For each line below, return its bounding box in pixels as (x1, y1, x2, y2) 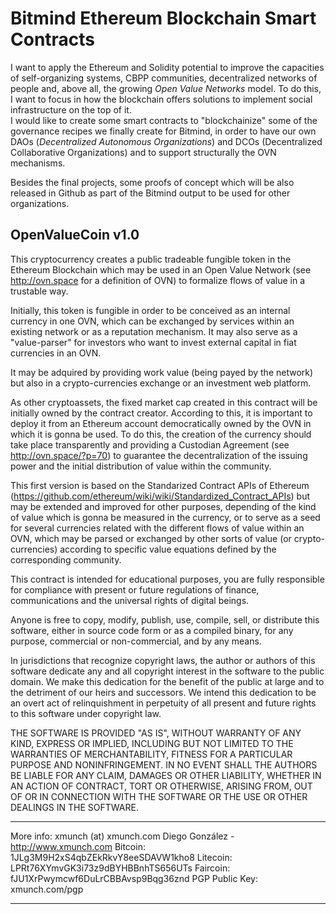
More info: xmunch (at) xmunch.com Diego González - (10, 830, 235, 842)
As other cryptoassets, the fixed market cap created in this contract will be (10, 396, 318, 408)
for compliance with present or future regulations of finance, (10, 583, 260, 596)
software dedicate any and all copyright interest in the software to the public (10, 665, 325, 677)
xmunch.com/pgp (10, 883, 84, 895)
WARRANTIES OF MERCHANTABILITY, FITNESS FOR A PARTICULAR (10, 748, 293, 760)
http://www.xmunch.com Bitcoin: (10, 840, 146, 852)
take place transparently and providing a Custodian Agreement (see (10, 438, 290, 451)
